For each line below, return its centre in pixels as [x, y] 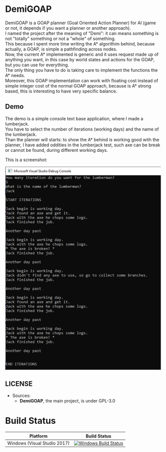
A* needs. [15, 75]
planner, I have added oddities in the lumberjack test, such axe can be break [83, 145]
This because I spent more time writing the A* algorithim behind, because [80, 44]
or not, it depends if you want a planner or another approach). [68, 28]
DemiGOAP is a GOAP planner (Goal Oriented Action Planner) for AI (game [81, 23]
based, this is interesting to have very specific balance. [61, 91]
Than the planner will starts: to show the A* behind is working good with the [82, 139]
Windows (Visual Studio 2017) [39, 443]
